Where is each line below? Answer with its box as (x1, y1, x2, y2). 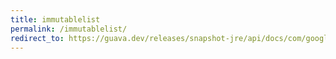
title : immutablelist (10, 14, 101, 25)
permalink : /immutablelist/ (10, 24, 128, 34)
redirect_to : (10, 33, 65, 43)
